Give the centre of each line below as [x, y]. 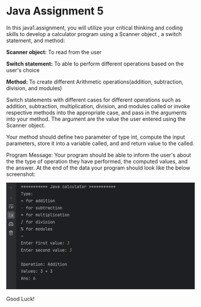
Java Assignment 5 [55, 11]
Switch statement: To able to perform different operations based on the [95, 64]
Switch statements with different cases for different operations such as [94, 100]
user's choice [23, 70]
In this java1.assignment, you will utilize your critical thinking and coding [95, 28]
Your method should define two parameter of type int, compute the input [96, 137]
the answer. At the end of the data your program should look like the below [98, 168]
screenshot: [21, 174]
